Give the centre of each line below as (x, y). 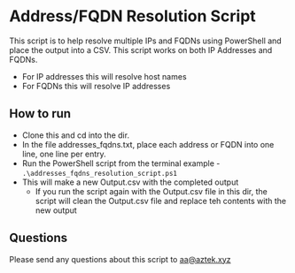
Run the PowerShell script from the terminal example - (121, 163)
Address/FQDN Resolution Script (133, 16)
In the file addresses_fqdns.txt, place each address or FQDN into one (148, 144)
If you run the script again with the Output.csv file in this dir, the (151, 191)
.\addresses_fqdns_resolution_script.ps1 (99, 173)
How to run (40, 114)
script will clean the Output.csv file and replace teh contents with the (160, 201)
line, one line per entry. (64, 154)
